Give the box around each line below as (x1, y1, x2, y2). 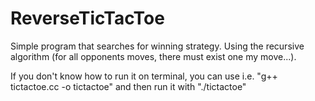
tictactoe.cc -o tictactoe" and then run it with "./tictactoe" (10, 80, 247, 92)
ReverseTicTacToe (10, 7, 165, 30)
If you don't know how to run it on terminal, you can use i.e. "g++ (10, 70, 278, 82)
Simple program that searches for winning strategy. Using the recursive (10, 40, 305, 52)
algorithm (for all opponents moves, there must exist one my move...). (10, 50, 297, 62)
